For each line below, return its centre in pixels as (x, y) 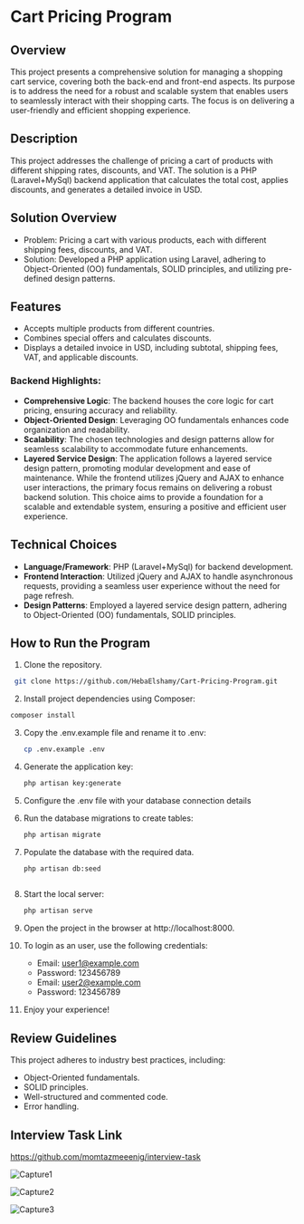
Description (44, 139)
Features (36, 307)
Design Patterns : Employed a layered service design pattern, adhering (155, 605)
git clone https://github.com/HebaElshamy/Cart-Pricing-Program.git (146, 681)
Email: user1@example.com (88, 963)
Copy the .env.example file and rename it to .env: (114, 733)
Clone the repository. (62, 665)
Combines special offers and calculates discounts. (117, 338)
